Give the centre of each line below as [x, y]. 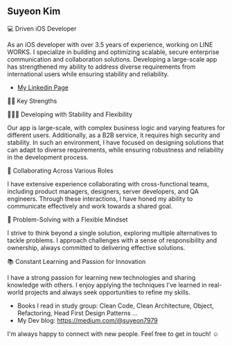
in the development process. [48, 157]
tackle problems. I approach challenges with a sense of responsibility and [112, 240]
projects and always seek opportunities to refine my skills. [107, 292]
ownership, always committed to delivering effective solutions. [96, 247]
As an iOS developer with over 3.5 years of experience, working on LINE [110, 44]
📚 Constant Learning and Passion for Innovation [77, 261]
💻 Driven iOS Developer [42, 28]
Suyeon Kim [34, 11]
